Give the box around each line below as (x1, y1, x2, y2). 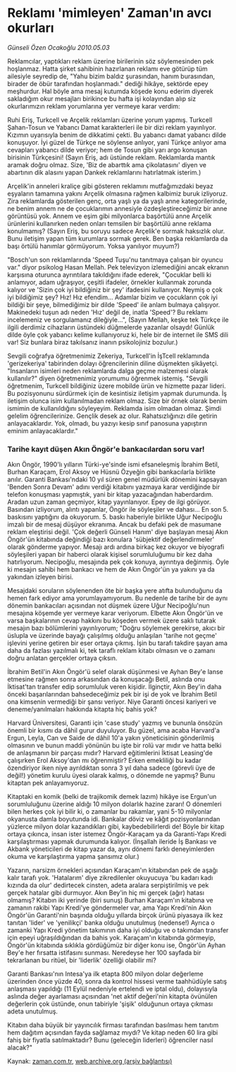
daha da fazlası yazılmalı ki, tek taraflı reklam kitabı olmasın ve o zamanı (7, 646, 216, 655)
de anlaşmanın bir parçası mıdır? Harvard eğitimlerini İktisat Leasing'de (7, 749, 213, 757)
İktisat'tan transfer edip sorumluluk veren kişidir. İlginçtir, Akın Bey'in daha (7, 682, 222, 691)
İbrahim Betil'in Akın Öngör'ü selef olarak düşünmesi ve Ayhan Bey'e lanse (7, 668, 223, 676)
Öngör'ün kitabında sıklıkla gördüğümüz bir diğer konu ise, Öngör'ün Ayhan (7, 941, 226, 950)
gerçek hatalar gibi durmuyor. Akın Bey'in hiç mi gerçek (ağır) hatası (7, 889, 204, 897)
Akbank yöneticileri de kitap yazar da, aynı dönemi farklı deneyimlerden (7, 845, 215, 853)
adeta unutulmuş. (7, 1007, 58, 1016)
